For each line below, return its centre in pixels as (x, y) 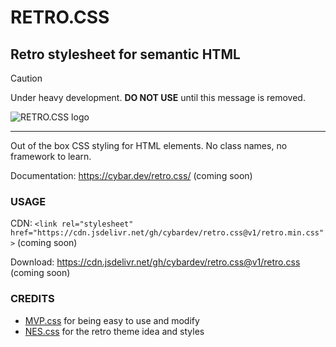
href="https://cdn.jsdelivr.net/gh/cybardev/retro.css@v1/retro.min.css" (167, 233)
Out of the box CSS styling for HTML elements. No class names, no (149, 145)
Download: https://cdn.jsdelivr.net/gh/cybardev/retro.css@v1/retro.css (155, 262)
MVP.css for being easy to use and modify (112, 320)
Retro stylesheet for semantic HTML (125, 54)
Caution (26, 78)
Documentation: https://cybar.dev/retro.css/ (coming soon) (131, 175)
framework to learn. (51, 156)
